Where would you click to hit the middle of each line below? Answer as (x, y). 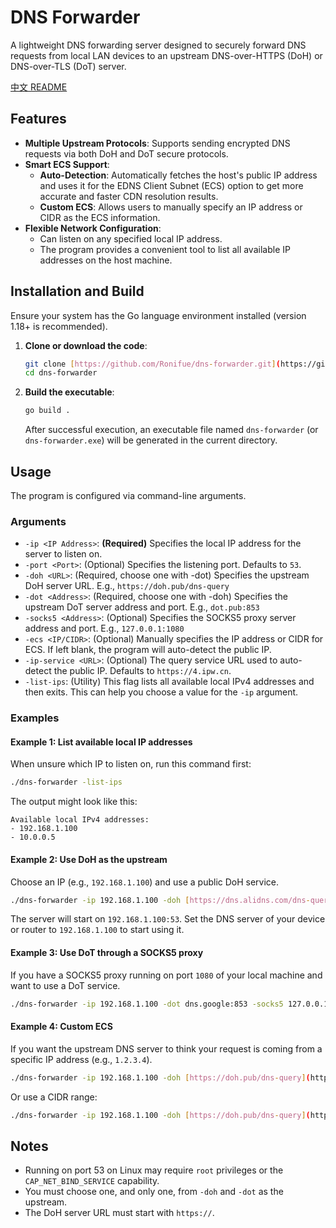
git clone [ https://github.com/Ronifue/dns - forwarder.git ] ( (152, 364)
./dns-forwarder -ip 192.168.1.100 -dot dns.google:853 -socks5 (147, 1004)
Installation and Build (77, 291)
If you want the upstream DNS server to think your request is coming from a (166, 1048)
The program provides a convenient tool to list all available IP (165, 249)
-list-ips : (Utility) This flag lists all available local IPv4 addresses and (169, 682)
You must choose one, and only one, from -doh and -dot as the (154, 1192)
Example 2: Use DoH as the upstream (89, 859)
